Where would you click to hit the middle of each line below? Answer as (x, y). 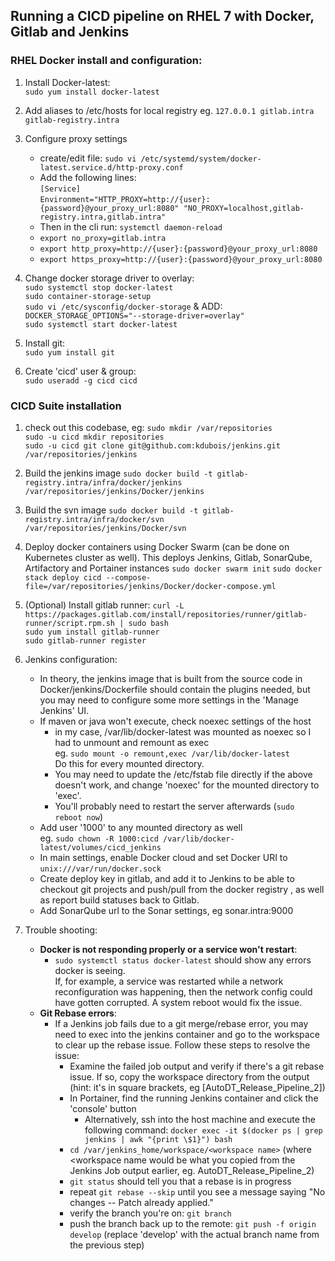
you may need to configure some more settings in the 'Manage (169, 700)
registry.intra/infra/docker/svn (94, 519)
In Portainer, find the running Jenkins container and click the (194, 1098)
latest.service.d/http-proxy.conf (111, 167)
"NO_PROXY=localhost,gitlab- (244, 208)
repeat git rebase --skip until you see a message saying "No (197, 1191)
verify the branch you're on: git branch (150, 1213)
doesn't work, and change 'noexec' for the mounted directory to (187, 785)
